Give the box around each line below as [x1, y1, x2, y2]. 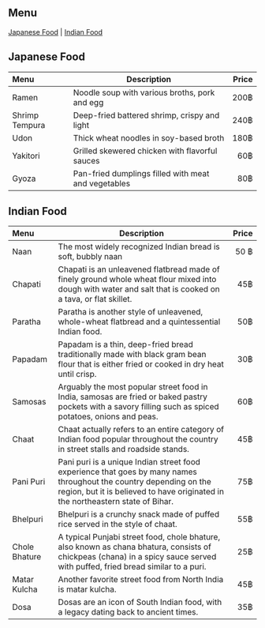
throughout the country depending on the [58, 476, 211, 487]
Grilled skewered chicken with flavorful [73, 145, 218, 156]
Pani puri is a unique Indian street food [58, 457, 201, 468]
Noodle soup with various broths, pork [73, 87, 215, 98]
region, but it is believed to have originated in [58, 486, 225, 497]
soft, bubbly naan [58, 251, 123, 262]
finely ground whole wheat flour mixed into [58, 274, 217, 285]
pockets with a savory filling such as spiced [58, 401, 219, 412]
